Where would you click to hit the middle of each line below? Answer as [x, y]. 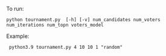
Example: [18, 36]
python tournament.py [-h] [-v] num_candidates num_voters [84, 20]
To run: [15, 9]
